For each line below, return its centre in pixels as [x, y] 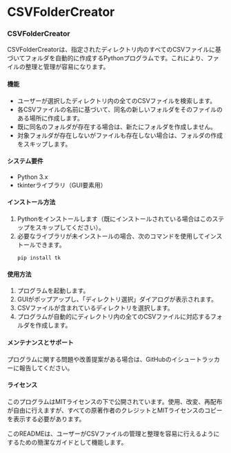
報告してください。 [46, 368]
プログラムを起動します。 [53, 290]
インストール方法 [31, 202]
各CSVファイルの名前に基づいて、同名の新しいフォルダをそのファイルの [120, 109]
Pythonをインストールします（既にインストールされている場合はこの [114, 219]
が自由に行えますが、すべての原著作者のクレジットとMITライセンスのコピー [115, 410]
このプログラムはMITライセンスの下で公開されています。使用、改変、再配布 [115, 401]
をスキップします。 [44, 144]
